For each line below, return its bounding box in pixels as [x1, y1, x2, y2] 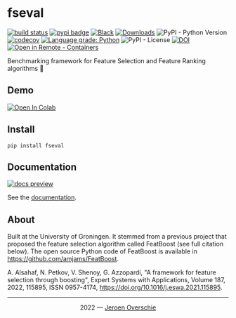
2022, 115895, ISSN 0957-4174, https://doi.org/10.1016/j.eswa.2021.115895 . [7, 283, 223, 292]
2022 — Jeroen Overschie [79, 303, 157, 312]
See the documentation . [7, 193, 77, 201]
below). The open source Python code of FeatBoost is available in [7, 247, 198, 256]
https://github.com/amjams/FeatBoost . [7, 255, 119, 263]
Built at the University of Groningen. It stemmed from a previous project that [7, 232, 227, 241]
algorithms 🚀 [7, 64, 44, 72]
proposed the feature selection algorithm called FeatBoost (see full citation [7, 240, 223, 249]
